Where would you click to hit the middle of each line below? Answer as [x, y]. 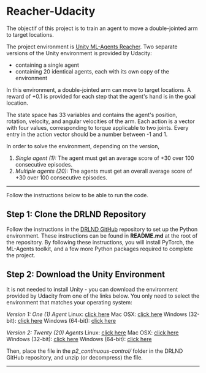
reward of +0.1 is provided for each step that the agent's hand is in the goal [101, 96]
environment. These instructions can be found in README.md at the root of [102, 235]
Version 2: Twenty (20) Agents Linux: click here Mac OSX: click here [93, 333]
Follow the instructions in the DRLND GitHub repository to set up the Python [102, 229]
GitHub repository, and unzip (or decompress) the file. [74, 357]
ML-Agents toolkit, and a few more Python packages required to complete [100, 249]
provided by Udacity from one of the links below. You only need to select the [103, 296]
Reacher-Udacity [51, 11]
